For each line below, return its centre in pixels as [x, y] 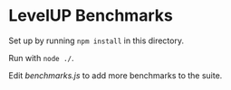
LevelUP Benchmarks [91, 16]
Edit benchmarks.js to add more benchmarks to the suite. [115, 75]
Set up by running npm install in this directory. [96, 40]
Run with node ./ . [41, 58]
